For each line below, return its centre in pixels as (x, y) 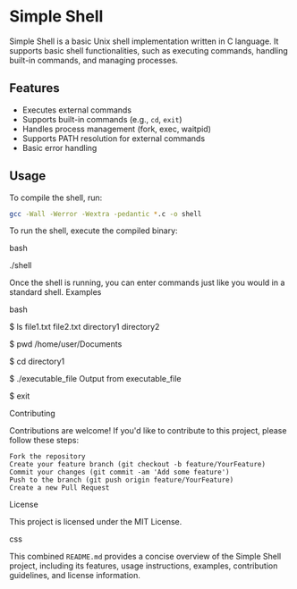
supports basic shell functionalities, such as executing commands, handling (148, 50)
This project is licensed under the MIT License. (96, 522)
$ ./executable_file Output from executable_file (95, 379)
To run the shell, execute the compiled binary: (93, 231)
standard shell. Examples (55, 292)
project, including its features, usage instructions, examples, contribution (144, 566)
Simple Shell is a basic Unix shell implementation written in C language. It (144, 41)
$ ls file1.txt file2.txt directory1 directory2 (85, 327)
